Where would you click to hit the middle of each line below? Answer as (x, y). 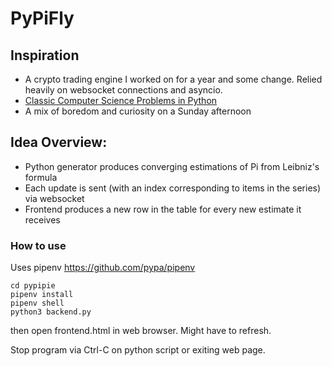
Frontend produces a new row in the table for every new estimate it (163, 209)
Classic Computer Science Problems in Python (121, 100)
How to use (38, 245)
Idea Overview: (59, 142)
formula (41, 177)
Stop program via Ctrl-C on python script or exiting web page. (138, 350)
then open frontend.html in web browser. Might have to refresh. (141, 331)
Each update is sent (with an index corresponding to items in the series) (173, 188)
